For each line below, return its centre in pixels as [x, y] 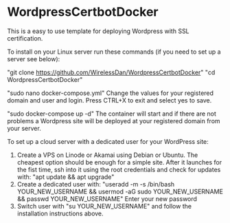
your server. [24, 128]
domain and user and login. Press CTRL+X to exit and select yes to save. [110, 100]
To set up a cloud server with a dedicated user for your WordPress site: [108, 141]
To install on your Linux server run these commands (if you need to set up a [114, 52]
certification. [25, 38]
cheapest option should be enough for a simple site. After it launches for [119, 162]
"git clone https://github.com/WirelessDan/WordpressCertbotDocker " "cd [111, 72]
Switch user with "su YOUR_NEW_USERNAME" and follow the [104, 206]
